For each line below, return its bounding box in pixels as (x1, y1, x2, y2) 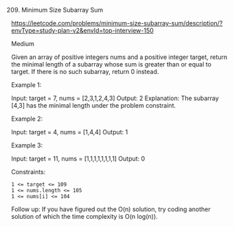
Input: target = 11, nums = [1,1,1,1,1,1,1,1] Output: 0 (11, 154, 145, 163)
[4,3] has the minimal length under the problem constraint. (11, 101, 176, 109)
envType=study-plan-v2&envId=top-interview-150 (11, 27, 154, 34)
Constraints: (11, 168, 46, 176)
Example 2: (11, 115, 43, 123)
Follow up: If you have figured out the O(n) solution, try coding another (11, 205, 211, 213)
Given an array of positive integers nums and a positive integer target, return (11, 53, 228, 61)
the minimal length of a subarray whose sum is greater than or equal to (11, 60, 212, 68)
